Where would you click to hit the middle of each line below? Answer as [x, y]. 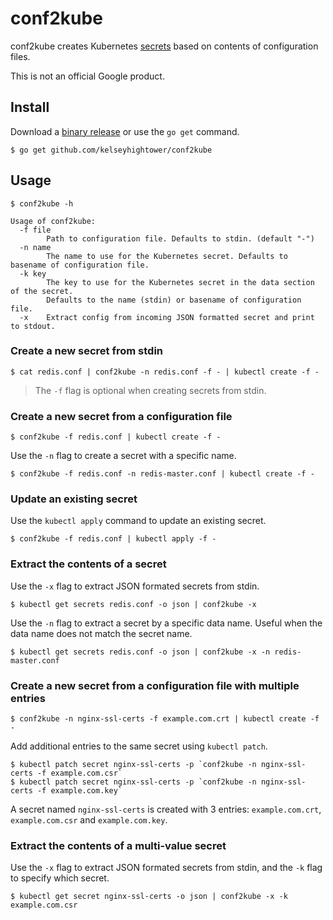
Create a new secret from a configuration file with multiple [155, 685]
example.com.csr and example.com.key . [89, 820]
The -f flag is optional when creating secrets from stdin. [150, 390]
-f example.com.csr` [79, 773]
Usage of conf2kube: [53, 221]
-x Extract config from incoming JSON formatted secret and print [167, 317]
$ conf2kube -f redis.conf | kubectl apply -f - [113, 539]
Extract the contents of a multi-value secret [118, 845]
